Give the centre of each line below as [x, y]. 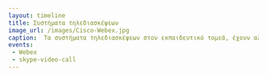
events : [21, 45]
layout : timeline [37, 15]
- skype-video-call [44, 60]
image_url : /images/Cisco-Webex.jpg [69, 30]
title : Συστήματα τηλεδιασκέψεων [64, 23]
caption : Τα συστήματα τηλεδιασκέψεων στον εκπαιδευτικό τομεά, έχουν [129, 38]
